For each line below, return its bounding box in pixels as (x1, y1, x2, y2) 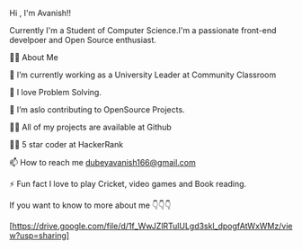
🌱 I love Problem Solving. (9, 87, 102, 97)
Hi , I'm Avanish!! (9, 8, 72, 18)
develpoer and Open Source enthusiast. (9, 35, 157, 45)
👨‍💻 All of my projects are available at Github (9, 121, 173, 132)
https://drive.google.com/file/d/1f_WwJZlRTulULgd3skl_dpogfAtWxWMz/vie (12, 220, 293, 231)
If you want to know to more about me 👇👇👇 (9, 200, 172, 210)
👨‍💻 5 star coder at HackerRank (9, 139, 124, 149)
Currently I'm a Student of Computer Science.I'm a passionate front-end (9, 25, 277, 35)
